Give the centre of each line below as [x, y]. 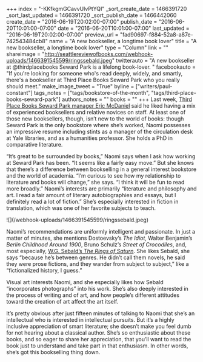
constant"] [20, 93]
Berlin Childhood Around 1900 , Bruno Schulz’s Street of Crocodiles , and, [96, 245]
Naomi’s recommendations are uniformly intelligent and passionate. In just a [101, 231]
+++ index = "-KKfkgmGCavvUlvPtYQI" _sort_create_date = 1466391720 [97, 9]
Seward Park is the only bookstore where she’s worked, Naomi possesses [98, 125]
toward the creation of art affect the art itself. [62, 301]
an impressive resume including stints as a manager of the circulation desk [100, 131]
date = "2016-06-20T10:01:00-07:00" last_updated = [123, 28]
